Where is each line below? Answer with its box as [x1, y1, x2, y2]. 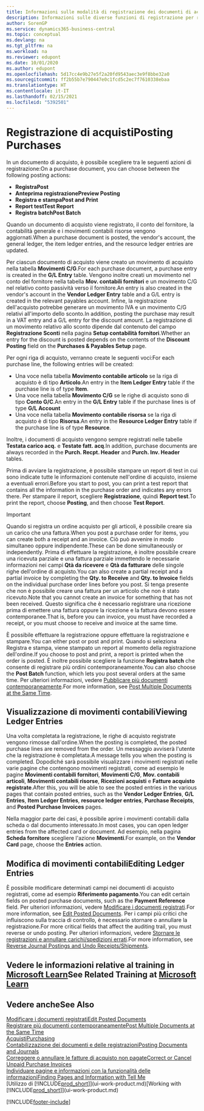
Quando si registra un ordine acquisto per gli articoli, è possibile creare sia [6, 522, 192, 530]
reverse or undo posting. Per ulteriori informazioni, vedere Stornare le [6, 929, 180, 937]
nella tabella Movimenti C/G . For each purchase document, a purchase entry [6, 265, 197, 272]
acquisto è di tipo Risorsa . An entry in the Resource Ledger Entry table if [15, 417, 197, 425]
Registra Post [15, 183, 49, 190]
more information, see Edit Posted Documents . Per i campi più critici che [6, 910, 188, 917]
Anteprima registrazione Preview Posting [15, 190, 120, 197]
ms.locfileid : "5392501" [6, 99, 69, 105]
